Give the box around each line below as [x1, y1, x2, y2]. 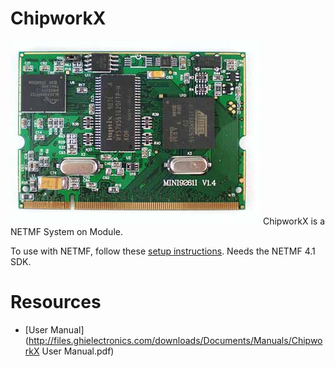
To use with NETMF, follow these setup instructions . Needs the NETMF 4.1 [10, 245, 316, 257]
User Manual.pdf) [41, 345, 115, 357]
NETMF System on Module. [10, 225, 123, 237]
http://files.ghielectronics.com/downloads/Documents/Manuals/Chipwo [28, 334, 323, 346]
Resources [10, 291, 102, 314]
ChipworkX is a [262, 215, 325, 227]
